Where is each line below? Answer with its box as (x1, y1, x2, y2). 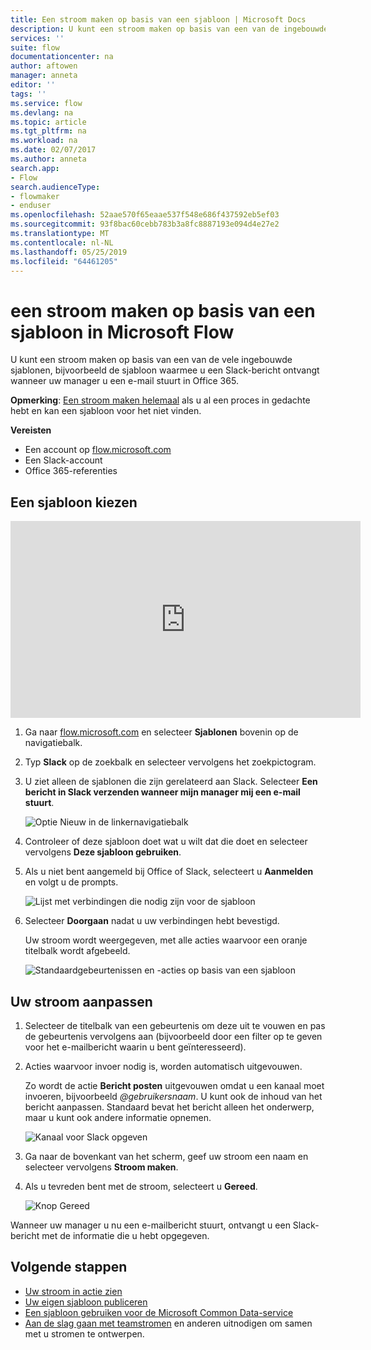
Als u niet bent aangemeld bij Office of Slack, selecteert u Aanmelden (24, 866, 314, 878)
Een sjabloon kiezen (10, 494, 138, 511)
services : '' (10, 33, 65, 43)
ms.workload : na (10, 136, 78, 146)
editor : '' (10, 80, 56, 90)
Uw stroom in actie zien (24, 1285, 123, 1297)
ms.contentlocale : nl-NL (10, 237, 114, 248)
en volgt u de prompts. (24, 876, 119, 888)
